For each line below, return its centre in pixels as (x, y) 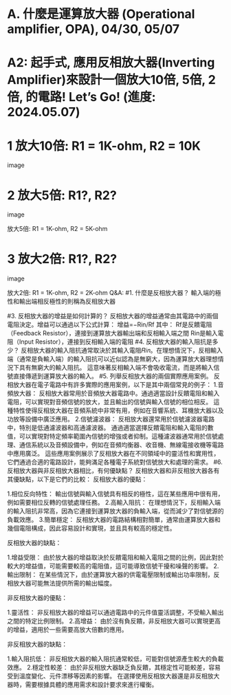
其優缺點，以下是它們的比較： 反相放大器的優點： (77, 479)
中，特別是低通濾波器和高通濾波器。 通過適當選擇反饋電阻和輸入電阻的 (107, 428)
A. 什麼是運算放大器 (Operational (101, 14)
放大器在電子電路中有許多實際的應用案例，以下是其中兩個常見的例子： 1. (115, 385)
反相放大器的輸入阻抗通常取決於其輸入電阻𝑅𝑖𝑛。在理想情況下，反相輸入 (122, 351)
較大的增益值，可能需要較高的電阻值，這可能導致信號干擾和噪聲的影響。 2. (113, 566)
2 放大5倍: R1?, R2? (62, 195)
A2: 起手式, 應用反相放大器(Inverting (111, 63)
